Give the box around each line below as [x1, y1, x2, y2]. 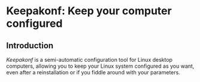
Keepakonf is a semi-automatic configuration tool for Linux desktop [6, 56, 172, 63]
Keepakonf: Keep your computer [6, 4, 172, 18]
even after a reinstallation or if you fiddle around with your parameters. [6, 69, 181, 75]
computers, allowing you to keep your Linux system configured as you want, [6, 62, 195, 70]
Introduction [6, 40, 54, 51]
